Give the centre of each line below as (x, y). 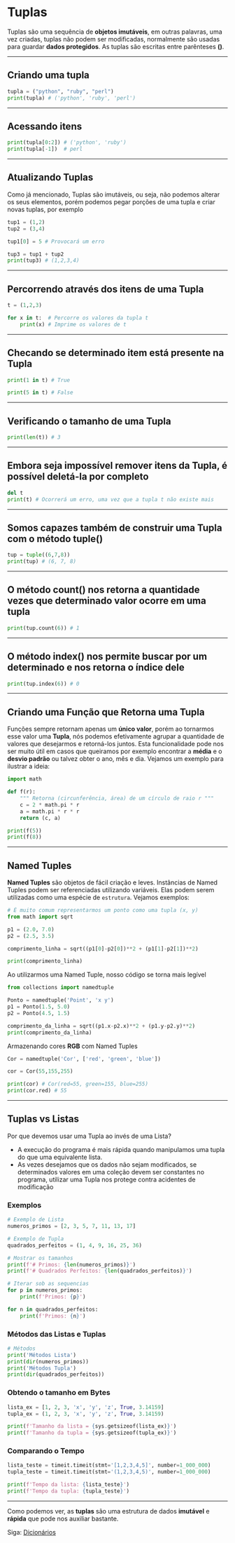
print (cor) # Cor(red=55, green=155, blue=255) (78, 1084)
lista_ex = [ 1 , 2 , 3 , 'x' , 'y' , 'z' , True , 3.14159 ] (86, 1407)
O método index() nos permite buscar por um (107, 657)
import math (24, 779)
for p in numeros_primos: (45, 1290)
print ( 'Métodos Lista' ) (42, 1355)
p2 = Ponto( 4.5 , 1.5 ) (39, 1013)
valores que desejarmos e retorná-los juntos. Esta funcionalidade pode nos (115, 744)
